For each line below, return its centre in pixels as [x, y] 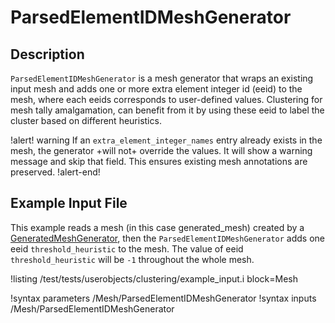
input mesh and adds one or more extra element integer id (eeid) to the [156, 89]
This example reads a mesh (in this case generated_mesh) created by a [157, 227]
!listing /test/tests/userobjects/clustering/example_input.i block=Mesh [154, 278]
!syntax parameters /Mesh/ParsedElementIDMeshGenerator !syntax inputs [163, 298]
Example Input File [69, 203]
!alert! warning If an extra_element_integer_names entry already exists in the [166, 140]
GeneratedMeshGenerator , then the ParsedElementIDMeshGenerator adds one [167, 238]
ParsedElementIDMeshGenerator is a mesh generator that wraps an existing [162, 78]
